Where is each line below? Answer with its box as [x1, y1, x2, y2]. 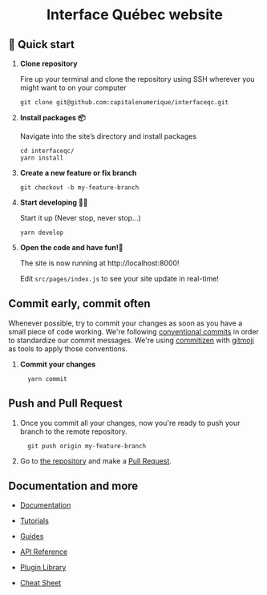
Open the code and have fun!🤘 [19, 243, 123, 252]
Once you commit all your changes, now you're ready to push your [19, 418, 241, 427]
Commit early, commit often [8, 297, 151, 310]
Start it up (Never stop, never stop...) [19, 213, 142, 222]
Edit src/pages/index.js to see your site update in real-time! [19, 274, 219, 283]
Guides [19, 532, 44, 541]
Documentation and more [8, 480, 139, 493]
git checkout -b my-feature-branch [19, 184, 140, 192]
